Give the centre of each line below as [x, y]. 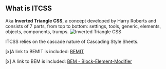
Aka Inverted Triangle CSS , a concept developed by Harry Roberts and [81, 20]
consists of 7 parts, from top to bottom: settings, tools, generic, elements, [83, 26]
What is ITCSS [29, 8]
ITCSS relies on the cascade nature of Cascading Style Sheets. [72, 41]
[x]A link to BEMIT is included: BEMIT [45, 51]
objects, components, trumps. [37, 31]
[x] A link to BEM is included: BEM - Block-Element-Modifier [69, 61]
